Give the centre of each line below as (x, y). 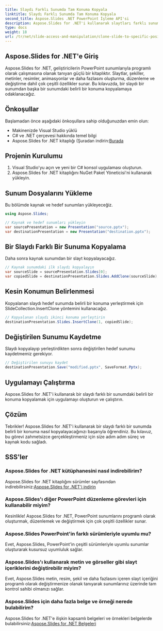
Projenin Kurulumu (34, 156)
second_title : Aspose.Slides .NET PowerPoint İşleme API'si (67, 18)
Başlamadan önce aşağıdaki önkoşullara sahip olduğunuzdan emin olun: (77, 121)
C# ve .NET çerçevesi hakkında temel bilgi (54, 135)
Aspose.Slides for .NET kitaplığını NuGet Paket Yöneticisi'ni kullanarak (82, 173)
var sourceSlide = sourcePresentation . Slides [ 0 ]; (56, 272)
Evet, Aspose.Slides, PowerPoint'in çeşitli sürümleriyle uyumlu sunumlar (77, 544)
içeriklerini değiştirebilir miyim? (43, 568)
